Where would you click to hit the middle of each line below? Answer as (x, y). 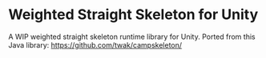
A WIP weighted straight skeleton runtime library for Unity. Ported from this (132, 37)
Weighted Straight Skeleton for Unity (133, 15)
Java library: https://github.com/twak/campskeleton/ (95, 44)
